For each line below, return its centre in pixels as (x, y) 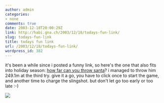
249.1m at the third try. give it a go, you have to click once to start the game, (82, 75)
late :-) (12, 86)
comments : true (21, 23)
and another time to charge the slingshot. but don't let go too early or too (79, 81)
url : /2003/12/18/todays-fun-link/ (42, 46)
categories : (17, 14)
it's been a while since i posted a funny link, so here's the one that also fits (81, 65)
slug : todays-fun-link (28, 37)
